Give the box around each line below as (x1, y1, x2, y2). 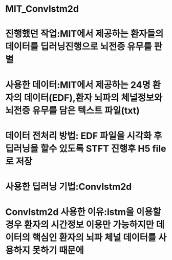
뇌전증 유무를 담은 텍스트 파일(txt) (5, 104, 140, 116)
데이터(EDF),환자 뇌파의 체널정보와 (24, 92, 163, 103)
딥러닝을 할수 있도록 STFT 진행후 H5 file (5, 143, 166, 154)
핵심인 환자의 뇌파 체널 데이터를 (32, 232, 157, 244)
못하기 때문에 (32, 245, 84, 256)
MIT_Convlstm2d (5, 3, 79, 15)
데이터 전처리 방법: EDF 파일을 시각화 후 (5, 130, 162, 141)
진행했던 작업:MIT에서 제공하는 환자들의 (5, 28, 164, 40)
